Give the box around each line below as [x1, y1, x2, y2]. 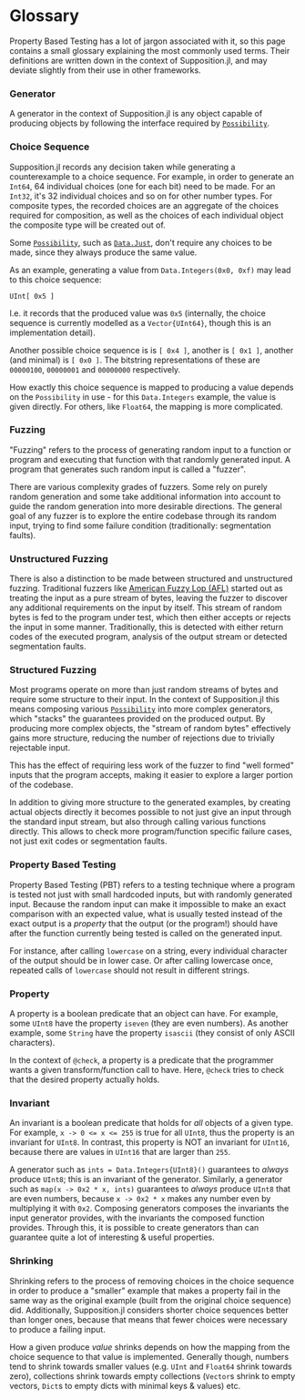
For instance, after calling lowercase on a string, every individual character [9, 945, 289, 956]
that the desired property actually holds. [9, 1074, 160, 1085]
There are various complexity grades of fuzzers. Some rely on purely [9, 481, 269, 492]
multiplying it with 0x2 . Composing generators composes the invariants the [9, 1203, 290, 1214]
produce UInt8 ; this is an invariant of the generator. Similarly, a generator [9, 1174, 283, 1185]
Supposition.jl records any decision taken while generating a [9, 161, 236, 172]
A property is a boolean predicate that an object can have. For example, [9, 1008, 279, 1019]
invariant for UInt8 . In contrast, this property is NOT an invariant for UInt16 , [9, 1137, 290, 1148]
